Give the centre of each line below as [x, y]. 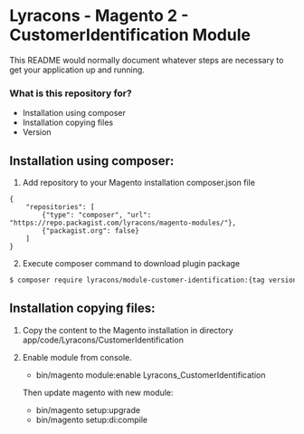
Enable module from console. [77, 357]
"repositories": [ [60, 207]
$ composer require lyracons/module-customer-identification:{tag [137, 280]
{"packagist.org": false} [91, 231]
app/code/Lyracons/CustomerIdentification [103, 340]
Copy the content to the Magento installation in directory [128, 330]
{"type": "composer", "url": [97, 215]
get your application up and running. [77, 70]
